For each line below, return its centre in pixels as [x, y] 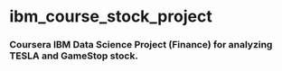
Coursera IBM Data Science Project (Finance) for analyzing [141, 45]
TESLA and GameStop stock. [74, 56]
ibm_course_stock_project [111, 17]
